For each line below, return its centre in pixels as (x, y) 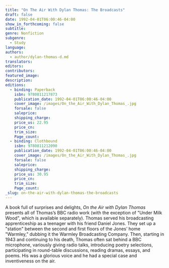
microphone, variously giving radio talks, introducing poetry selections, (79, 245)
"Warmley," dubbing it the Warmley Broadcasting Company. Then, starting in (85, 234)
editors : (14, 66)
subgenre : (16, 38)
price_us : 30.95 (32, 174)
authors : (14, 52)
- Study (18, 43)
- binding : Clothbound (34, 141)
